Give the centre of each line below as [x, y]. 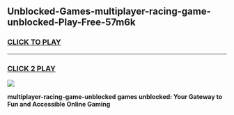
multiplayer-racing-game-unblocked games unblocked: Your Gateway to [115, 96]
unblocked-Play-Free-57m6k [71, 23]
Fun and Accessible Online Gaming [59, 104]
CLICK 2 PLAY [31, 68]
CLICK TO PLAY [34, 43]
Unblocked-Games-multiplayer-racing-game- [109, 11]
